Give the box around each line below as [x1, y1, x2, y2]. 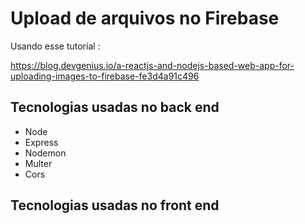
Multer [24, 157, 53, 169]
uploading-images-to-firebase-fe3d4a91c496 [10, 70, 200, 82]
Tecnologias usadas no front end [10, 197, 220, 214]
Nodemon [24, 147, 67, 159]
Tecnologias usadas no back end [10, 99, 220, 116]
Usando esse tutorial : [10, 40, 101, 52]
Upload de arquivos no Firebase [10, 7, 280, 30]
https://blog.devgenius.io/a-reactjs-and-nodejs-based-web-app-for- [10, 59, 295, 71]
